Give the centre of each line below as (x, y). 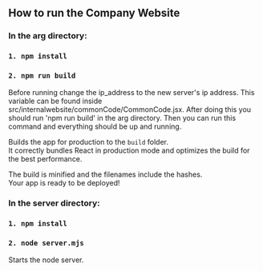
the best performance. (45, 158)
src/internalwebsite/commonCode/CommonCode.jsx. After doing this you (129, 109)
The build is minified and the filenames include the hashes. (105, 174)
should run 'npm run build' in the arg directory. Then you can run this (122, 118)
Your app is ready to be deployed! (64, 182)
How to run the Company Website (94, 13)
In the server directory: (54, 203)
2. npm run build (42, 76)
